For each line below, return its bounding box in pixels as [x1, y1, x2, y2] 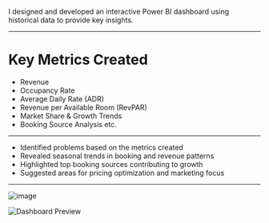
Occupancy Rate [19, 86, 75, 95]
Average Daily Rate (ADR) [19, 94, 105, 103]
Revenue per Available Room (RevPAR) [19, 102, 148, 112]
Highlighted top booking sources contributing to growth [19, 159, 203, 169]
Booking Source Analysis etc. [19, 119, 118, 129]
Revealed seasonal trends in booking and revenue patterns [19, 151, 215, 161]
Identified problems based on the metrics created [19, 142, 184, 152]
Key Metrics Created [8, 51, 148, 69]
